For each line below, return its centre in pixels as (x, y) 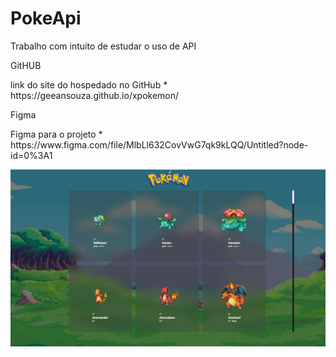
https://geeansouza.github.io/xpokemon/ (95, 95)
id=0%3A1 (31, 155)
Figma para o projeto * (56, 134)
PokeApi (46, 18)
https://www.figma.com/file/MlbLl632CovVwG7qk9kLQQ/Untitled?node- (159, 144)
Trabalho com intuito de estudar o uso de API (103, 46)
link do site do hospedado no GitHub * (89, 84)
